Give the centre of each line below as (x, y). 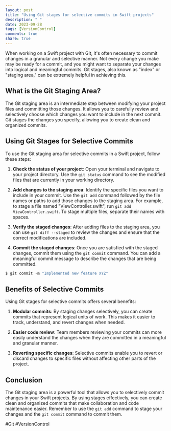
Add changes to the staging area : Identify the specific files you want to (88, 189)
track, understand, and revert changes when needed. (69, 322)
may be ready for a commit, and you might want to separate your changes (83, 64)
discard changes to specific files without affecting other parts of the (84, 358)
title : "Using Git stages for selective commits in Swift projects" (80, 15)
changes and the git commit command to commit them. (64, 414)
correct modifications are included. (50, 238)
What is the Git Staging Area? (53, 91)
